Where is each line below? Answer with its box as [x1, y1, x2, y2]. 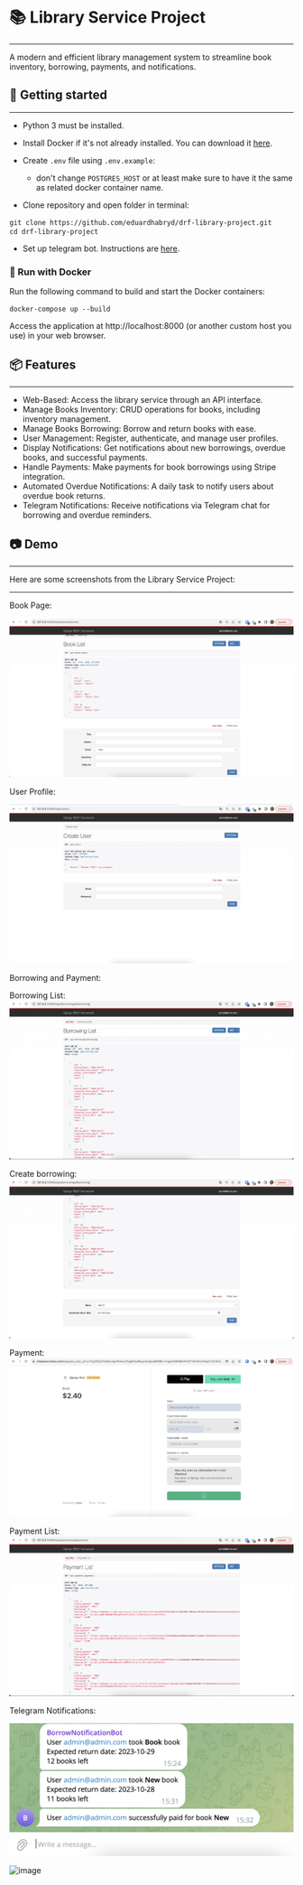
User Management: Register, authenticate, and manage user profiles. [22, 433, 280, 443]
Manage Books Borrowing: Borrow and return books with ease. [22, 423, 257, 434]
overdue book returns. [22, 490, 106, 501]
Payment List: [9, 1526, 60, 1536]
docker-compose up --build [9, 304, 111, 314]
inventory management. [22, 413, 111, 425]
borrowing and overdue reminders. [22, 509, 152, 520]
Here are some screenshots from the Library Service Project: [9, 574, 236, 584]
